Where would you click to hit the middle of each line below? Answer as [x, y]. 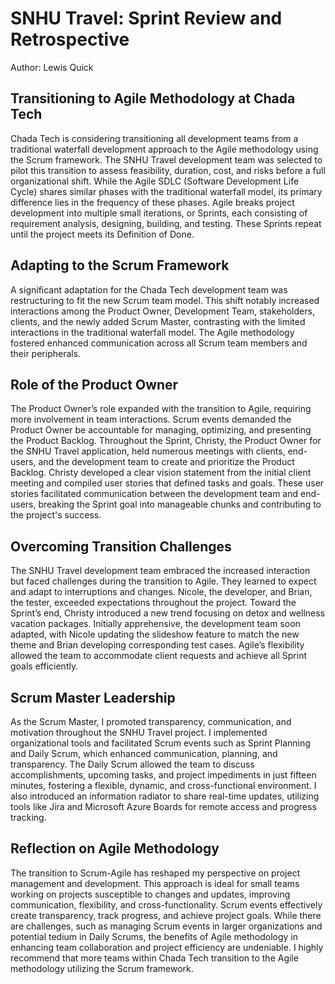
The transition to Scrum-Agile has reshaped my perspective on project [155, 873]
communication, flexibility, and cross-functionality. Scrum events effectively [166, 904]
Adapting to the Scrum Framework [120, 265]
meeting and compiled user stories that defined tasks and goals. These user [167, 483]
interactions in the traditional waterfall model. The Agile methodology [152, 332]
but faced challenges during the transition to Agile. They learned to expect [163, 581]
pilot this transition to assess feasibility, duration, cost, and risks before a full [168, 170]
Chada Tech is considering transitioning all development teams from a [154, 138]
